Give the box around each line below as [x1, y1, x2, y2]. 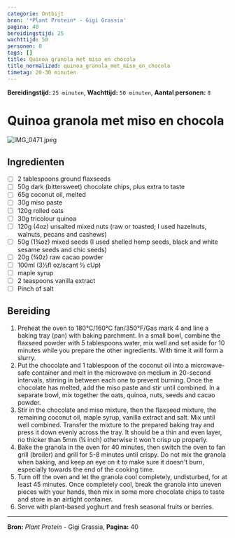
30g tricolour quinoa [17, 214, 77, 223]
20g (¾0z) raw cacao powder [17, 253, 104, 261]
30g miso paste [17, 198, 63, 207]
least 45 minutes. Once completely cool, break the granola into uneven [17, 480, 222, 488]
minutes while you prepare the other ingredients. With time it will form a [17, 346, 224, 354]
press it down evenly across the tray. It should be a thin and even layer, [17, 428, 222, 436]
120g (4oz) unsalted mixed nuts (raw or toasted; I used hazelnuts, [17, 222, 207, 230]
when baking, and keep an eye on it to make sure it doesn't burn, [17, 457, 205, 466]
